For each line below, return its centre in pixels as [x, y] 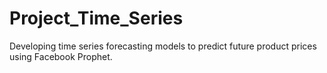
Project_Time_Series [96, 18]
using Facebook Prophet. [61, 56]
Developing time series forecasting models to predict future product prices [163, 46]
